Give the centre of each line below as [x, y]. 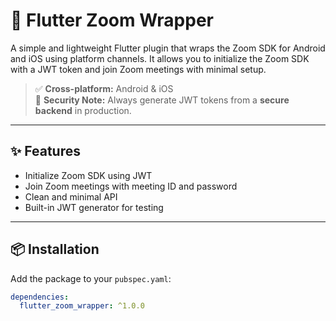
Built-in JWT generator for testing [94, 207]
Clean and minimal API [71, 196]
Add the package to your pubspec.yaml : [91, 278]
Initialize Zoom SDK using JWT [88, 175]
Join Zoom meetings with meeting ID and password [131, 186]
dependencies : [40, 297]
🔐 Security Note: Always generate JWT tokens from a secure [162, 100]
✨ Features [45, 151]
